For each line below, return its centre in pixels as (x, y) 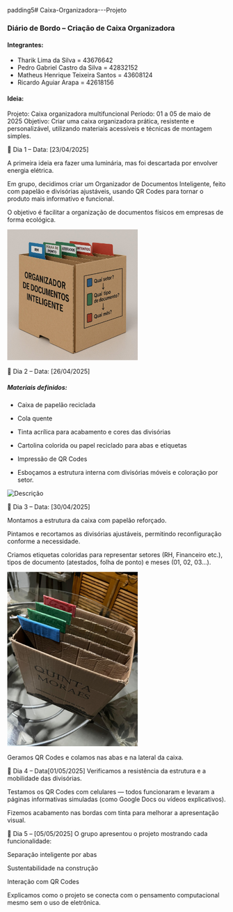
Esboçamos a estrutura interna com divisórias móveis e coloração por (118, 473)
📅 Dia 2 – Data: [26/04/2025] (49, 372)
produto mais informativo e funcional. (61, 199)
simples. (19, 136)
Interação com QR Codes (43, 882)
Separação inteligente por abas (52, 855)
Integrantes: (25, 45)
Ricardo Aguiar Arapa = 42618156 (65, 82)
